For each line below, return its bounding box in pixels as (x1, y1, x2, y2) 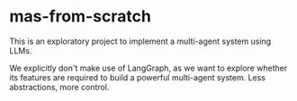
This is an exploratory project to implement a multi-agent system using (9, 36, 272, 46)
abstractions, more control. (9, 81, 110, 92)
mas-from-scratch (9, 6, 151, 27)
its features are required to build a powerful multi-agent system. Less (9, 72, 265, 82)
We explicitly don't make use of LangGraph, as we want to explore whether (9, 63, 288, 73)
